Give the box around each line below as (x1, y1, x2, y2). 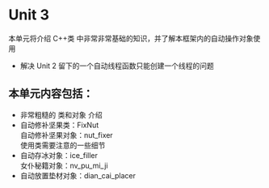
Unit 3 (8, 6, 50, 24)
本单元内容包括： (8, 87, 94, 100)
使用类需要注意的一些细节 (19, 140, 106, 150)
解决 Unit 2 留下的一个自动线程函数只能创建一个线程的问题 (19, 61, 214, 70)
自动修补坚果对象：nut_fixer (19, 130, 113, 139)
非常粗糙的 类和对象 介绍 (19, 109, 103, 119)
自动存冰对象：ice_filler (19, 150, 99, 160)
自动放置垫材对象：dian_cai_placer (19, 170, 136, 180)
